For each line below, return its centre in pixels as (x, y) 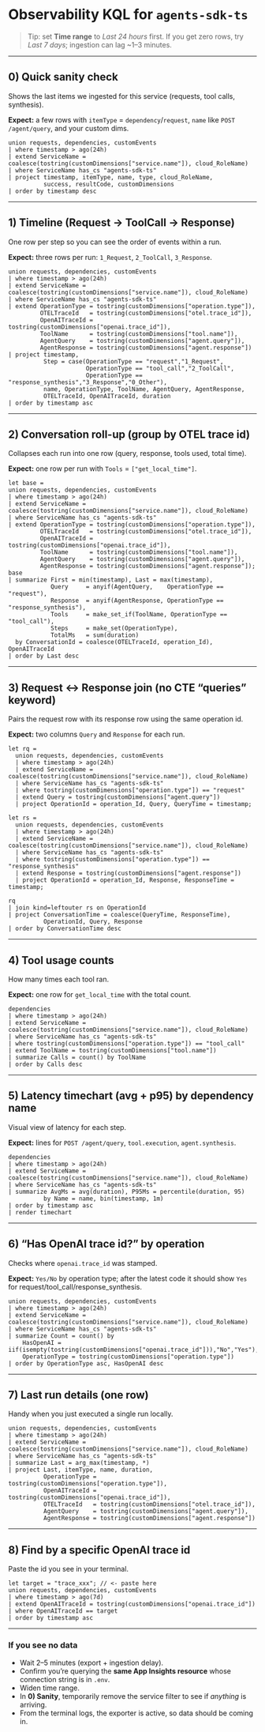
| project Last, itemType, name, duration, (81, 1470)
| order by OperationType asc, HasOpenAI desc (86, 1363)
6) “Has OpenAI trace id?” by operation (106, 1244)
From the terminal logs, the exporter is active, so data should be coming (136, 1713)
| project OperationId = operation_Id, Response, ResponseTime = (125, 880)
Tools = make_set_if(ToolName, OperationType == (138, 615)
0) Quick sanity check (63, 77)
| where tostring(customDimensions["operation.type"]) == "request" (130, 791)
